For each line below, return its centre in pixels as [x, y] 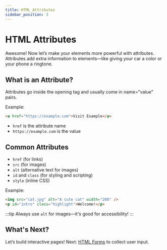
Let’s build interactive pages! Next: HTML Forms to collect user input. [77, 241]
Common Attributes [37, 147]
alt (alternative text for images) [45, 170]
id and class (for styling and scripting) [53, 175]
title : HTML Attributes [30, 10]
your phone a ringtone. [29, 64]
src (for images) [29, 164]
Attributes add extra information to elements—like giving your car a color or [84, 59]
